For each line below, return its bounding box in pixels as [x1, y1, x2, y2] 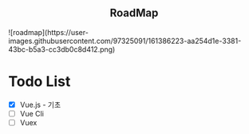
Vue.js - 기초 [19, 100, 61, 109]
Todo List [8, 73, 71, 90]
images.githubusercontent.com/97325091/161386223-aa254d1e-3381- [8, 36, 242, 45]
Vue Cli [19, 108, 44, 118]
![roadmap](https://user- [8, 27, 89, 37]
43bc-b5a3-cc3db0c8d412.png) [8, 44, 116, 54]
